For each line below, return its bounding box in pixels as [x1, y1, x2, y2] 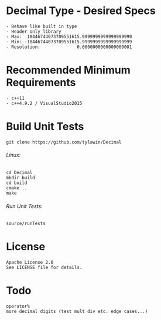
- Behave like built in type [6, 23, 77, 29]
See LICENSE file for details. [6, 265, 83, 271]
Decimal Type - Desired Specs [6, 4, 156, 18]
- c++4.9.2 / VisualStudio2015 [6, 100, 83, 106]
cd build [6, 180, 28, 186]
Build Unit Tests [6, 120, 84, 133]
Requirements [6, 76, 76, 89]
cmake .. [6, 185, 28, 191]
